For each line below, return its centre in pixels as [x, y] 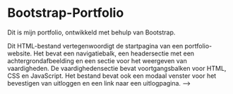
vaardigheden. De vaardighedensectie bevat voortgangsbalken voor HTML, [117, 68]
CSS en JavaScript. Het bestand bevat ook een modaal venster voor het [112, 76]
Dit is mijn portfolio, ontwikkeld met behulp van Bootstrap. [91, 32]
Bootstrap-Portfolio [66, 13]
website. [20, 53]
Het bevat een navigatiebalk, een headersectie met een [114, 53]
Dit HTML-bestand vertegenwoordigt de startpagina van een [95, 46]
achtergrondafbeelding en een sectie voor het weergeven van [97, 60]
